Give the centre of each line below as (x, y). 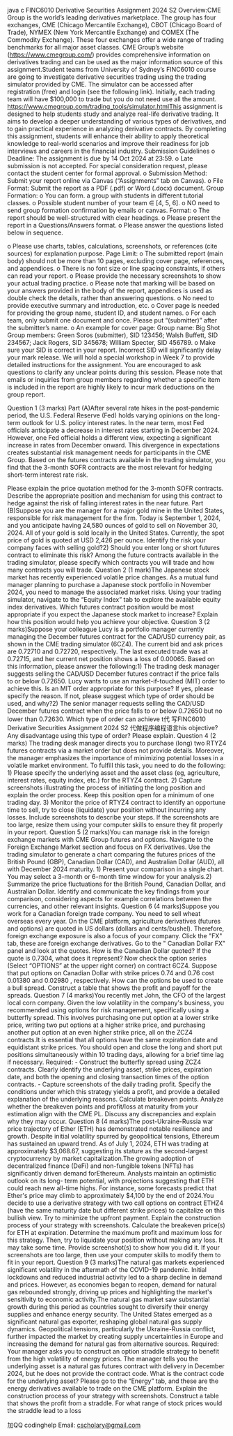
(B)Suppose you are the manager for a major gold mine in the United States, (116, 510)
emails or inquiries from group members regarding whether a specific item (114, 379)
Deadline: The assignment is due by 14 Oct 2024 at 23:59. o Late (100, 158)
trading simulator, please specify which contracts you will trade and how (111, 562)
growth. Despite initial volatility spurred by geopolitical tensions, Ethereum (113, 1136)
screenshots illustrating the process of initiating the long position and (106, 787)
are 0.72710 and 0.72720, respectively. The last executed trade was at (107, 651)
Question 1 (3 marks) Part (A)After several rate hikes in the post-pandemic (113, 408)
